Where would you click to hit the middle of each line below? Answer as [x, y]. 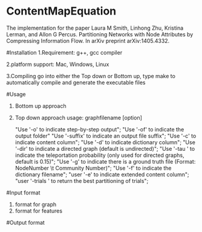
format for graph [36, 204]
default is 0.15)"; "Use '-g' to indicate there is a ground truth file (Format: [105, 161]
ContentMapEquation [61, 11]
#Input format [23, 193]
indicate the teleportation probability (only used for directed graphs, [99, 155]
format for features [38, 211]
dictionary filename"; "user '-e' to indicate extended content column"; [102, 174]
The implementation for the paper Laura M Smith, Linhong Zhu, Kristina [95, 28]
